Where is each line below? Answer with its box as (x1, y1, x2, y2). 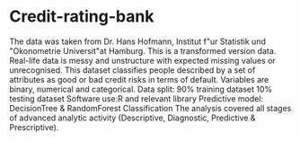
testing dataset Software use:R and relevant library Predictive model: (9, 93, 263, 104)
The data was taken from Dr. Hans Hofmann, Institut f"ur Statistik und (9, 36, 267, 47)
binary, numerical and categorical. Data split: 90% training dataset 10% (9, 84, 273, 94)
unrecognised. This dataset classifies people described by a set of (9, 65, 256, 75)
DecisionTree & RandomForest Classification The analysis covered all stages (9, 102, 292, 113)
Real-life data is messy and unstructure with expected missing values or (9, 55, 276, 66)
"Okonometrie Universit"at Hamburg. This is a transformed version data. (9, 45, 277, 56)
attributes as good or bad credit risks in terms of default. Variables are (9, 74, 269, 84)
